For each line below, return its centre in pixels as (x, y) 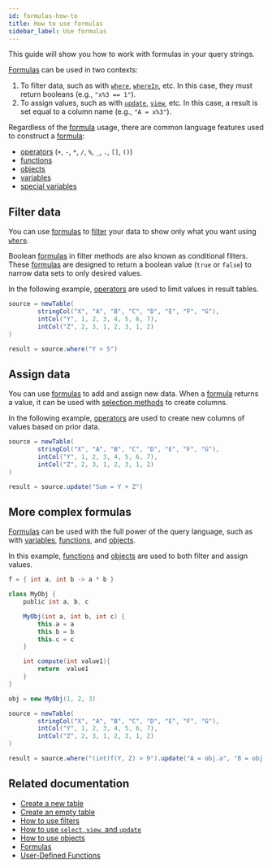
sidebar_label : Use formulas (58, 31)
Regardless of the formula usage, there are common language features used (136, 128)
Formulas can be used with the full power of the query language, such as (131, 532)
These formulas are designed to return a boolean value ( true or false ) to (130, 264)
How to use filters (50, 820)
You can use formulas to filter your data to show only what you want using (133, 232)
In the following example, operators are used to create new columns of (127, 418)
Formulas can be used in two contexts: (73, 70)
